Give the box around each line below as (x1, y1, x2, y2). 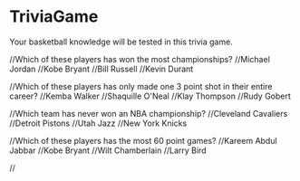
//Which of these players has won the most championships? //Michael (9, 53, 270, 64)
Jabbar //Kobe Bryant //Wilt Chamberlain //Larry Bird (9, 145, 207, 156)
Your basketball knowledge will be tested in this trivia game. (9, 36, 233, 47)
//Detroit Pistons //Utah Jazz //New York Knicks (9, 118, 188, 129)
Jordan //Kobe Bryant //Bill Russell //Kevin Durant (9, 63, 194, 74)
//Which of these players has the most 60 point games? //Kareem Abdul (9, 135, 278, 146)
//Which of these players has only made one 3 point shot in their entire (9, 81, 273, 91)
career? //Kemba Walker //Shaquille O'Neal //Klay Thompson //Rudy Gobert (9, 90, 292, 101)
